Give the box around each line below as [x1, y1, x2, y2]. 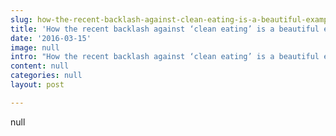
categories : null [10, 71, 83, 81]
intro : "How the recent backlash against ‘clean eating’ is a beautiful [10, 52, 320, 62]
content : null [10, 61, 70, 71]
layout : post [10, 80, 65, 90]
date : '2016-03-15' [10, 33, 92, 43]
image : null [10, 42, 60, 53]
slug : [10, 14, 33, 25]
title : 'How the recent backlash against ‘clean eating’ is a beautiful [10, 24, 320, 34]
